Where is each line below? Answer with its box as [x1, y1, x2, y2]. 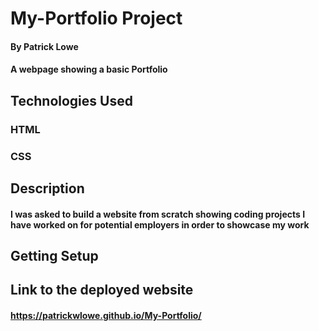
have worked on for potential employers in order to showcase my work [10, 218, 310, 231]
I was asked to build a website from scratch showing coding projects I [10, 208, 306, 220]
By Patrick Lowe [10, 40, 79, 52]
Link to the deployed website [10, 282, 194, 299]
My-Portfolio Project [10, 7, 183, 30]
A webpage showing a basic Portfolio [10, 63, 168, 76]
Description [10, 180, 85, 197]
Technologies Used [10, 92, 133, 109]
